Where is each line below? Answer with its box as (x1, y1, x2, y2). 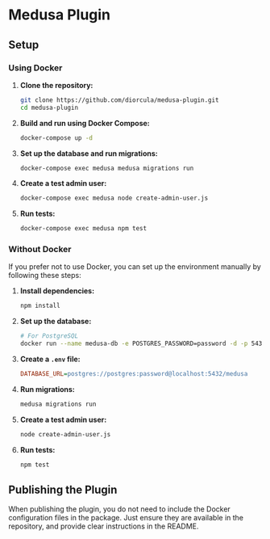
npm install (19, 301, 60, 310)
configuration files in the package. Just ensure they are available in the (8, 513, 244, 523)
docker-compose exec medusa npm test (19, 225, 147, 233)
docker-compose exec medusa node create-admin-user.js (19, 194, 209, 203)
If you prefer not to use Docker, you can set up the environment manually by (8, 262, 262, 272)
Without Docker (8, 244, 72, 255)
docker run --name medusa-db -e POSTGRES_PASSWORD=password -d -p (19, 339, 248, 348)
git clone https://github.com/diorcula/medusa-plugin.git (19, 95, 219, 104)
